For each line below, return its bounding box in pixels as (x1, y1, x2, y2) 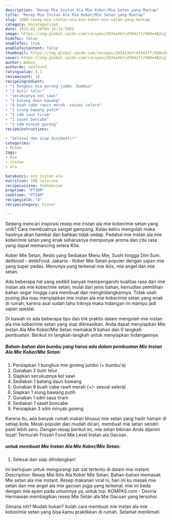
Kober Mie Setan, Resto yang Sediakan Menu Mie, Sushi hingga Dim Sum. (5, 252, 161, 258)
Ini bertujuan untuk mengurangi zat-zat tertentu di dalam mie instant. (5, 466, 150, 472)
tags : (5, 150, 17, 155)
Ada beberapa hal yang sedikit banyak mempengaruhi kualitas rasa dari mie (5, 278, 165, 285)
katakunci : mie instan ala (5, 174, 63, 179)
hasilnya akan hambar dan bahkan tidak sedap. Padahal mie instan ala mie (5, 231, 162, 237)
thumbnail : (5, 50, 29, 55)
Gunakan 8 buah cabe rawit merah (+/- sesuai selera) (12, 383, 126, 389)
